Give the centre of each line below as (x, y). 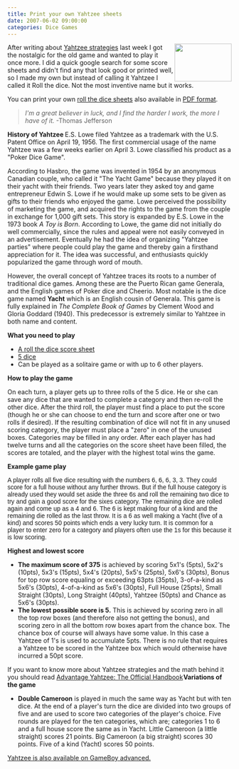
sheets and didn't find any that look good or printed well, (90, 70)
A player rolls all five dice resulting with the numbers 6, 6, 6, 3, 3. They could (112, 480)
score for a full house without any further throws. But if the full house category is (117, 487)
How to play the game (40, 378)
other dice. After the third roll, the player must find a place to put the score (116, 407)
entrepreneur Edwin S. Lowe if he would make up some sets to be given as (117, 194)
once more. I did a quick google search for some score (88, 63)
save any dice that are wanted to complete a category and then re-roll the (115, 400)
